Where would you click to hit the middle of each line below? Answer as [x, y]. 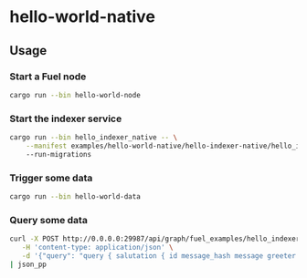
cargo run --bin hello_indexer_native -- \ [94, 138]
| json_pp [28, 264]
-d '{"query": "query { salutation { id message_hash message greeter [159, 256]
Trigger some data [51, 178]
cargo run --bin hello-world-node [75, 95]
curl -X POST [34, 239]
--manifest [47, 146]
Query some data [49, 220]
